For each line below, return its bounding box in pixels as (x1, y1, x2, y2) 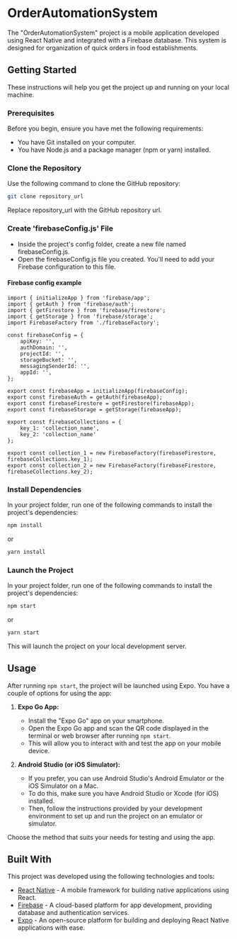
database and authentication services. (17, 909, 129, 917)
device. (28, 746, 50, 755)
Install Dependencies (7, 484, 82, 494)
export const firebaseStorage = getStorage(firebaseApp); (7, 406, 182, 413)
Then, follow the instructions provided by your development (28, 804, 203, 813)
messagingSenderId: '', (20, 362, 91, 370)
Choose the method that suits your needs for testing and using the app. (7, 833, 216, 841)
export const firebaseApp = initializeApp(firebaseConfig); (7, 387, 189, 394)
